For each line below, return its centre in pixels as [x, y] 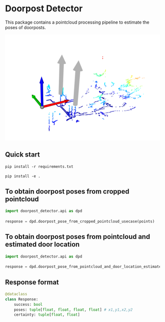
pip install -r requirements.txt [39, 167]
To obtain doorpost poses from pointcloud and [78, 237]
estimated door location [42, 244]
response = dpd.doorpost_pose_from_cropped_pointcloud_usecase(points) [80, 221]
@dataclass [16, 294]
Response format [32, 282]
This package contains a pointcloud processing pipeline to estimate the [77, 22]
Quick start [23, 154]
